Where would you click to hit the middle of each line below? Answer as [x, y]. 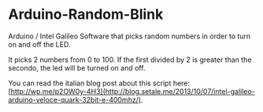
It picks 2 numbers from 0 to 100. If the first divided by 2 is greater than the [130, 60]
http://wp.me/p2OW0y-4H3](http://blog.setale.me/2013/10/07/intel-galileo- [133, 91]
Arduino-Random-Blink [86, 14]
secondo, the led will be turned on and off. [77, 67]
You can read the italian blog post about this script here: [99, 83]
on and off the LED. [39, 44]
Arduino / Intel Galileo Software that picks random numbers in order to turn [130, 36]
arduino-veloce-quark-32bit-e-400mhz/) [75, 99]
